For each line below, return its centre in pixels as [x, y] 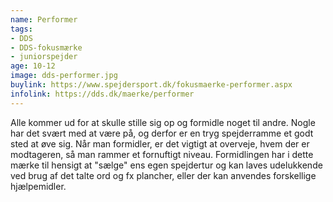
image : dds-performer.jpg [64, 76]
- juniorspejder [44, 57]
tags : [21, 29]
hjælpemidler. [38, 186]
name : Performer [44, 19]
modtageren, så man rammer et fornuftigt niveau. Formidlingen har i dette [162, 154]
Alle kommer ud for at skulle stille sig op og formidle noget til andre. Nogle [163, 122]
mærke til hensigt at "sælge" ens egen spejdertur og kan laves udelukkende [166, 165]
